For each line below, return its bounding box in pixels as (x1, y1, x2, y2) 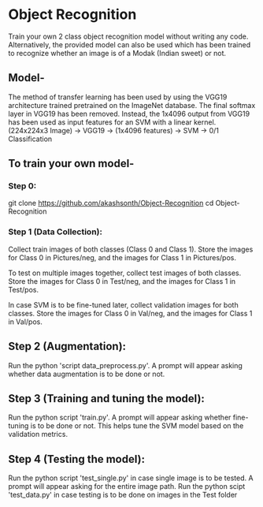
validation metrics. (8, 430, 69, 439)
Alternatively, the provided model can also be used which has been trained (8, 39, 251, 49)
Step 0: (8, 181, 37, 192)
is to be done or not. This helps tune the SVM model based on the (30, 421, 244, 431)
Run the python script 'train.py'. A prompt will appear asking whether (8, 412, 232, 423)
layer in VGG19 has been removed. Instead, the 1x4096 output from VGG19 (8, 109, 250, 118)
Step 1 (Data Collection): (8, 226, 102, 237)
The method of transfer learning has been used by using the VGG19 (8, 92, 228, 102)
